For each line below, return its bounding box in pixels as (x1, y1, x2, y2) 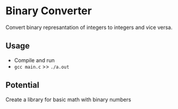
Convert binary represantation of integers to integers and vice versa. (5, 24, 173, 31)
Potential (5, 80, 40, 90)
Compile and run (14, 56, 55, 63)
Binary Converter (5, 4, 92, 18)
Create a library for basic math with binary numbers (5, 96, 131, 103)
